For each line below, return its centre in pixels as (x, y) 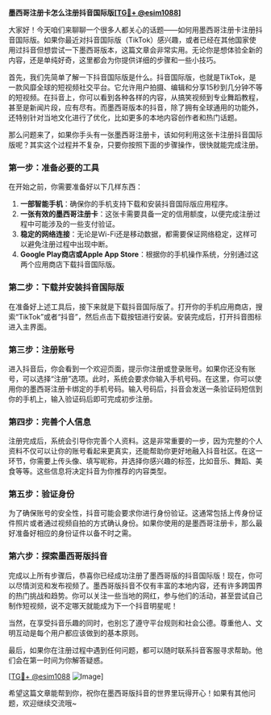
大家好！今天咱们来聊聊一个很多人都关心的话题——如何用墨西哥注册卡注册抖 (135, 30)
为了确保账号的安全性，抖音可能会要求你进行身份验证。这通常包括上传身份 (132, 513)
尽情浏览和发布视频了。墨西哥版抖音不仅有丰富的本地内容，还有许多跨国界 (139, 585)
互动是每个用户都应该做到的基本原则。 (79, 633)
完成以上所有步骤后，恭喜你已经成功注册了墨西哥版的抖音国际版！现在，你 (132, 575)
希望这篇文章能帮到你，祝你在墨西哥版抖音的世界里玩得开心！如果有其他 (128, 692)
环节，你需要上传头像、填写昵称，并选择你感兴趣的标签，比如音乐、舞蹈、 (132, 461)
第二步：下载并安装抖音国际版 (67, 287)
